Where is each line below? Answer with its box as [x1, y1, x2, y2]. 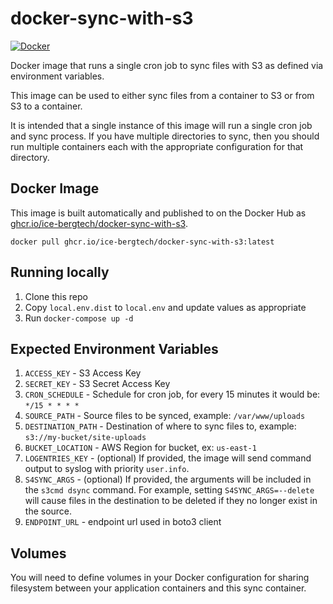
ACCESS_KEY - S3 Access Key [24, 367, 142, 379]
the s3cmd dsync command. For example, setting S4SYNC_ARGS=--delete [24, 484, 315, 496]
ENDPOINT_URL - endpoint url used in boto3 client [24, 516, 222, 528]
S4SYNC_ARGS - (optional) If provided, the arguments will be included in [24, 473, 312, 486]
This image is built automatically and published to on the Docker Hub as [10, 207, 307, 219]
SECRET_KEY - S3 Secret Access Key [24, 378, 171, 390]
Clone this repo [24, 290, 88, 302]
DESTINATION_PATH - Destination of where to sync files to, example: [24, 420, 297, 432]
